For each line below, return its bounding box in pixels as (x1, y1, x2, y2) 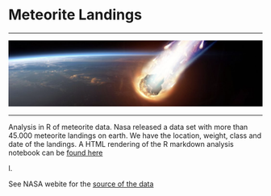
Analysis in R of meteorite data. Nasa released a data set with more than (8, 123, 248, 132)
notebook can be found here (8, 148, 103, 158)
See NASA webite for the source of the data (8, 179, 154, 189)
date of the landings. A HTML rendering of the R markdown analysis (8, 140, 234, 149)
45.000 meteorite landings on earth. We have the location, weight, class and (8, 131, 262, 140)
